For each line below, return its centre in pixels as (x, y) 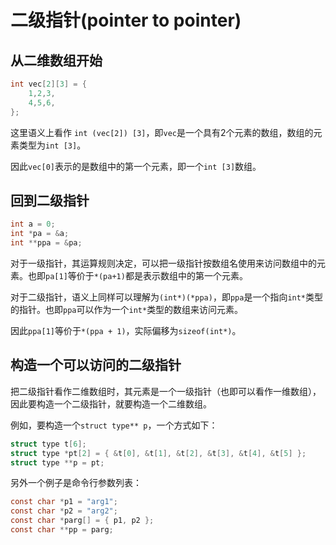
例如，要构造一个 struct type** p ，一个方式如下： (114, 425)
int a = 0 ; (33, 224)
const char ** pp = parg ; (62, 530)
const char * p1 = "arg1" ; (64, 502)
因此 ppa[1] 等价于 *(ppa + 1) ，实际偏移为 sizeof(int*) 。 (126, 330)
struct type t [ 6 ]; (48, 444)
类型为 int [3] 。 (52, 145)
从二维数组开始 (56, 60)
